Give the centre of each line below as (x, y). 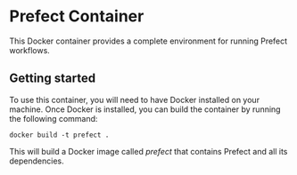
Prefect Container (77, 16)
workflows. (30, 50)
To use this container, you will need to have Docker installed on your (135, 99)
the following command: (54, 118)
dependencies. (37, 161)
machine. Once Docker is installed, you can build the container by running (145, 109)
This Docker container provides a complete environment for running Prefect (148, 41)
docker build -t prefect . (59, 135)
